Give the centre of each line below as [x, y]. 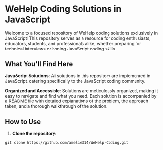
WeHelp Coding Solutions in [63, 9]
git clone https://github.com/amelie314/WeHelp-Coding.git [67, 142]
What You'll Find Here [39, 64]
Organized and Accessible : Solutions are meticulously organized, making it [81, 90]
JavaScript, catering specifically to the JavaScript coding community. [75, 81]
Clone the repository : [34, 133]
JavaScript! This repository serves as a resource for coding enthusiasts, [78, 38]
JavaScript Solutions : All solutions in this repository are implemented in [78, 76]
